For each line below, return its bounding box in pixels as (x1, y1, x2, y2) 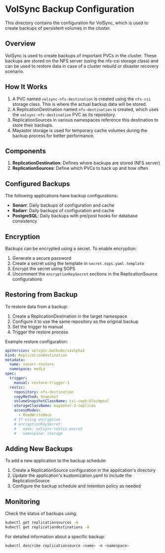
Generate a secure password (12, 255, 72, 261)
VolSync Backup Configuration (5, 3, 135, 15)
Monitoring (5, 497, 41, 506)
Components (5, 147, 46, 155)
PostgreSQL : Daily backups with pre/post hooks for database (12, 213, 138, 219)
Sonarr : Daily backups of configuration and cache (12, 202, 115, 208)
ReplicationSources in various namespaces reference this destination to (12, 117, 159, 123)
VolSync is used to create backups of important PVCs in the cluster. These (5, 52, 157, 58)
